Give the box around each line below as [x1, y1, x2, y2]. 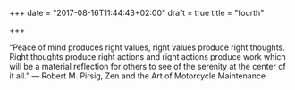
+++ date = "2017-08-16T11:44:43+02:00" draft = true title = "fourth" [9, 8, 265, 18]
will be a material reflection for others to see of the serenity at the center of [9, 61, 286, 71]
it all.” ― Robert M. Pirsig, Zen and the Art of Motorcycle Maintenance [9, 70, 266, 81]
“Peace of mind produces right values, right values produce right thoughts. [9, 42, 286, 53]
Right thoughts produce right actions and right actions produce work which [9, 52, 286, 61]
